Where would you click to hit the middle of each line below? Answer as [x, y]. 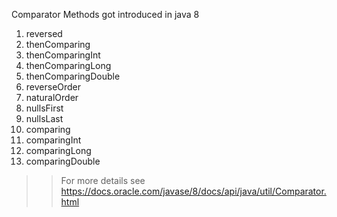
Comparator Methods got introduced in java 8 [105, 14]
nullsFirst [44, 108]
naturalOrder [52, 97]
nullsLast [44, 118]
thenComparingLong [68, 65]
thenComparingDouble [73, 76]
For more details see [103, 180]
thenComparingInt [63, 55]
